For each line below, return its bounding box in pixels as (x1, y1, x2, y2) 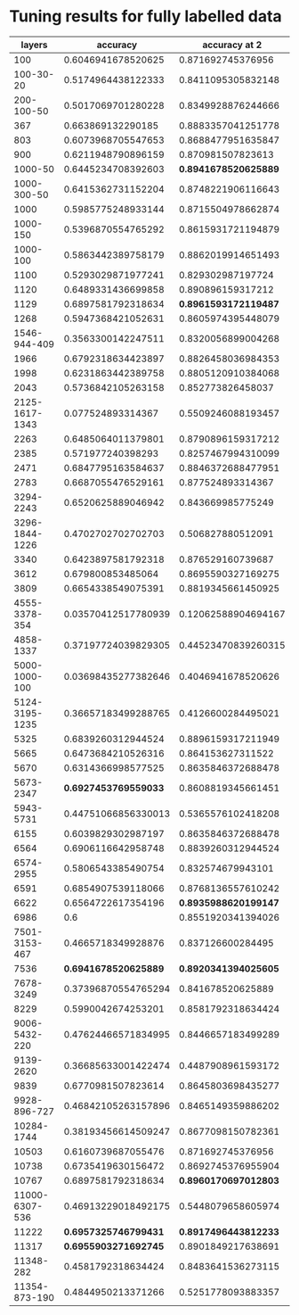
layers (20, 38, 48, 51)
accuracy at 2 (202, 38, 263, 51)
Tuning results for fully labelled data (9, 6, 282, 27)
